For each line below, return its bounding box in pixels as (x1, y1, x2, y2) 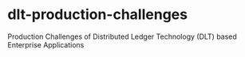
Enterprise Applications (7, 40, 85, 49)
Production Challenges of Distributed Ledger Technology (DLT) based (7, 32, 237, 41)
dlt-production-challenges (7, 6, 188, 24)
